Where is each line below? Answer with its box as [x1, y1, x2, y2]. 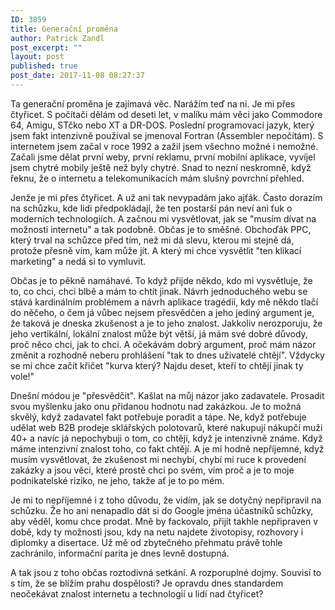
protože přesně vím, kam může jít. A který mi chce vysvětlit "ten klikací [10, 244, 302, 256]
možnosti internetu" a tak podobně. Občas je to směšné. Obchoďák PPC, [10, 223, 312, 235]
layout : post [10, 52, 65, 62]
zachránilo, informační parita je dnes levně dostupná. [10, 547, 230, 559]
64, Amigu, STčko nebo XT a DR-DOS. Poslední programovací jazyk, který [10, 119, 315, 131]
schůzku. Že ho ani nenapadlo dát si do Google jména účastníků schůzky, [10, 504, 314, 516]
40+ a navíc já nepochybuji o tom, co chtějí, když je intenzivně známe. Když [10, 432, 323, 444]
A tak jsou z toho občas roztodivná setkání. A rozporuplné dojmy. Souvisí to [10, 566, 322, 578]
